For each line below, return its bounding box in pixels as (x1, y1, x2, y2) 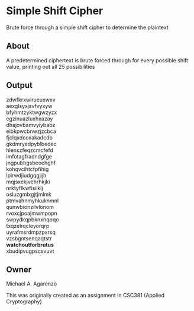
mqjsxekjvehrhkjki (6, 178, 50, 185)
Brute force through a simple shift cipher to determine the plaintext (6, 24, 169, 31)
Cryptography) (6, 298, 43, 305)
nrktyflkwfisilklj (6, 184, 43, 191)
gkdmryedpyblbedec (6, 140, 57, 147)
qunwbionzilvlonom (6, 203, 54, 210)
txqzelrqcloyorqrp (6, 222, 50, 229)
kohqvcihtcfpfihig (6, 165, 49, 173)
